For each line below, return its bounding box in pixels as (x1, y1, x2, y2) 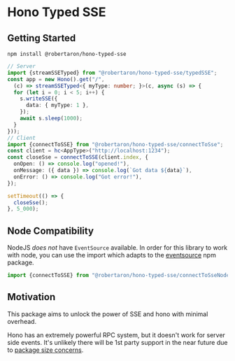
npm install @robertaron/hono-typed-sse (7, 50, 127, 57)
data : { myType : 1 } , (25, 102, 90, 109)
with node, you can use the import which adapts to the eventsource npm (7, 251, 217, 260)
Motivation (7, 291, 56, 303)
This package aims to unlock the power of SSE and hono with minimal (7, 309, 208, 318)
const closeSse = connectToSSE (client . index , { (7, 154, 149, 161)
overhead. (7, 317, 37, 325)
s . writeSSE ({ (20, 95, 58, 102)
